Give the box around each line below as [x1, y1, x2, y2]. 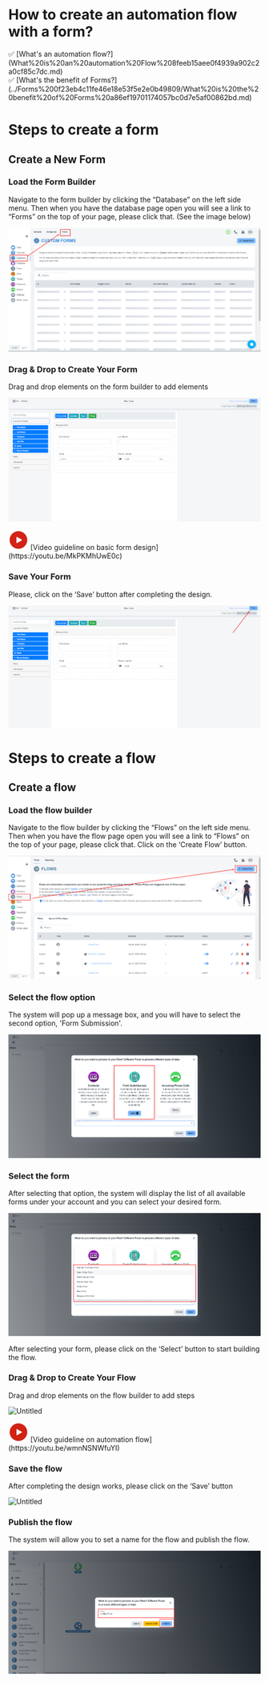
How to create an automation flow [8, 6, 238, 24]
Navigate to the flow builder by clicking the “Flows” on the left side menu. [8, 823, 251, 833]
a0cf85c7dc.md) [8, 66, 63, 76]
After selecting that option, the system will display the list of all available [8, 1189, 246, 1198]
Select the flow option [8, 991, 96, 1002]
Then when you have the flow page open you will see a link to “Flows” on [8, 831, 250, 841]
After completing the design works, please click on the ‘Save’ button [8, 1481, 234, 1491]
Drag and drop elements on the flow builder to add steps [8, 1391, 195, 1400]
